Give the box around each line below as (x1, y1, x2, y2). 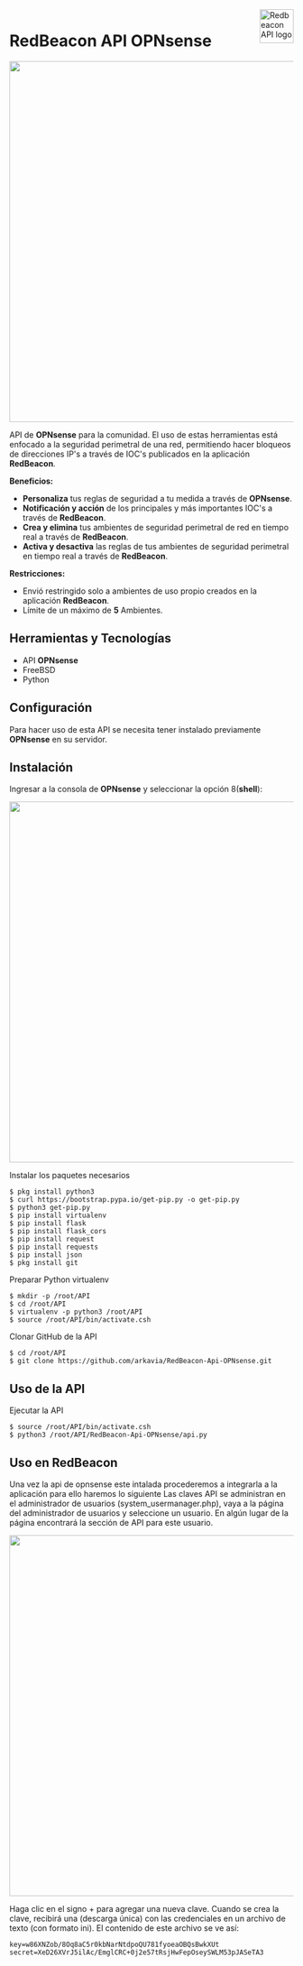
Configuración (9, 700, 93, 715)
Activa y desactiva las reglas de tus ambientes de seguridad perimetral (22, 540, 289, 551)
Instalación (9, 760, 74, 775)
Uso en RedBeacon (9, 1454, 118, 1470)
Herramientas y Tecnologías (9, 631, 171, 646)
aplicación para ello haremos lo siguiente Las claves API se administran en (9, 1489, 286, 1499)
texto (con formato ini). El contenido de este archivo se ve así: (9, 1923, 239, 1934)
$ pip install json (9, 1251, 83, 1260)
